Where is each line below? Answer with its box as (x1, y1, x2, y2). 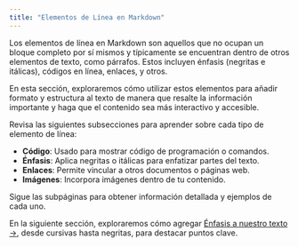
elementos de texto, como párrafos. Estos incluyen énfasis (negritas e (9, 56, 266, 67)
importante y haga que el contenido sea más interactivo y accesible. (9, 101, 260, 112)
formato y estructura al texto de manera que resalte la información (9, 92, 253, 103)
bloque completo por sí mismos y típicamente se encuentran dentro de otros (9, 46, 290, 58)
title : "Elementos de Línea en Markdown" (9, 12, 165, 22)
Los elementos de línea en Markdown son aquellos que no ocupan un (9, 37, 264, 48)
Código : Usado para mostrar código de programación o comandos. (21, 146, 270, 156)
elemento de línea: (9, 128, 77, 139)
